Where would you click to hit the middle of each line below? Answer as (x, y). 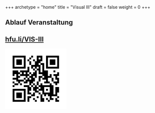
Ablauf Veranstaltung (39, 22)
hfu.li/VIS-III (25, 39)
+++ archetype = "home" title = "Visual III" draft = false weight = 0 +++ (78, 7)
